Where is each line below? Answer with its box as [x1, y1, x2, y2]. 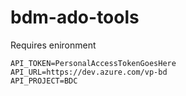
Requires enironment [10, 39, 97, 51]
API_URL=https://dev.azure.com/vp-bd [10, 67, 168, 77]
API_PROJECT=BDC [10, 76, 78, 86]
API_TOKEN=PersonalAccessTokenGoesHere [10, 58, 177, 68]
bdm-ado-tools [10, 6, 140, 29]
